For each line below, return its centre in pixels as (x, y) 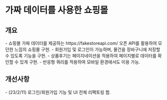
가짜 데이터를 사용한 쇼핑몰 (57, 10)
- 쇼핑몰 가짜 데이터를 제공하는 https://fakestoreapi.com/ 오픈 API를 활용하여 (81, 43)
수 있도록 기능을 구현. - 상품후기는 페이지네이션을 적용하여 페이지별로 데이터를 (81, 56)
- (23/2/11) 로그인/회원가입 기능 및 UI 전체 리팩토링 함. (58, 92)
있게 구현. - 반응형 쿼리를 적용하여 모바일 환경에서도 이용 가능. (80, 62)
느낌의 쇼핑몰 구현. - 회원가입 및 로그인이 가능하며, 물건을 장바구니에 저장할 (87, 49)
